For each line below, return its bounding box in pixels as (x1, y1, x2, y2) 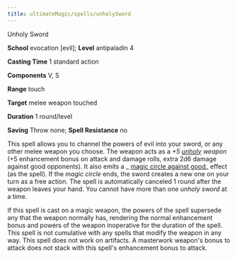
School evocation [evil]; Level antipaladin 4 (7, 43, 134, 52)
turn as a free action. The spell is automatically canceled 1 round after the (7, 177, 221, 185)
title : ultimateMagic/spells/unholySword (7, 10, 132, 18)
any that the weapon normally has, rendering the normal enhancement (7, 213, 213, 221)
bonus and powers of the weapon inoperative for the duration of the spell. (7, 221, 223, 229)
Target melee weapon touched (7, 98, 98, 107)
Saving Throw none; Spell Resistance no (7, 125, 128, 134)
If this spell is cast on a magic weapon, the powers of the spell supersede (7, 206, 221, 214)
